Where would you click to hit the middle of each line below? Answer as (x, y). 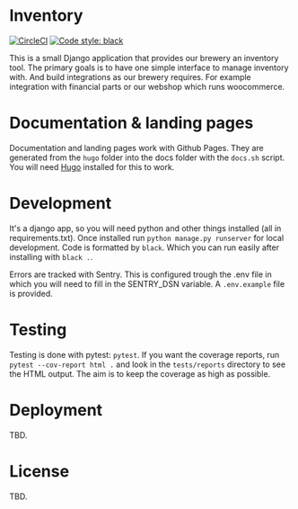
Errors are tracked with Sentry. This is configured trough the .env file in (140, 274)
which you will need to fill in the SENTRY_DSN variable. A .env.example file (147, 283)
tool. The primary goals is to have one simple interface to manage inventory (149, 67)
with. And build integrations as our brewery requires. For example (130, 76)
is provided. (31, 293)
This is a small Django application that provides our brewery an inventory (144, 58)
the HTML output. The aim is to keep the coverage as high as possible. (140, 373)
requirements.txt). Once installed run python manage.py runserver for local (147, 237)
